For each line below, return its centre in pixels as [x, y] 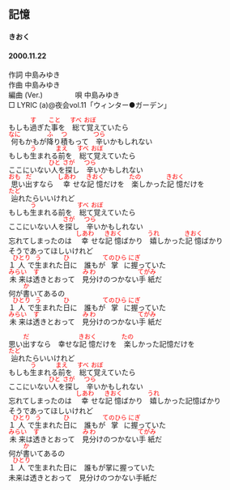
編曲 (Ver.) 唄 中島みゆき [64, 95]
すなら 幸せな [54, 344]
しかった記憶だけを [163, 344]
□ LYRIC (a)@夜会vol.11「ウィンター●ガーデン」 [90, 105]
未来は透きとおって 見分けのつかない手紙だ [83, 478]
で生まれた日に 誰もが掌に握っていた [91, 467]
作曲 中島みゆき [34, 85]
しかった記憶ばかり [189, 401]
